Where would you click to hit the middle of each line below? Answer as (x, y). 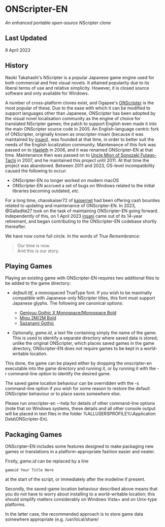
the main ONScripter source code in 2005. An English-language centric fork (82, 129)
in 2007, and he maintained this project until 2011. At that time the (83, 160)
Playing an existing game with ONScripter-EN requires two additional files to (82, 278)
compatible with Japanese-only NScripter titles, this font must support (83, 298)
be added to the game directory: (38, 283)
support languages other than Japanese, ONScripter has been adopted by (81, 113)
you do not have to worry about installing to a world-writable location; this (80, 494)
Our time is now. (33, 245)
